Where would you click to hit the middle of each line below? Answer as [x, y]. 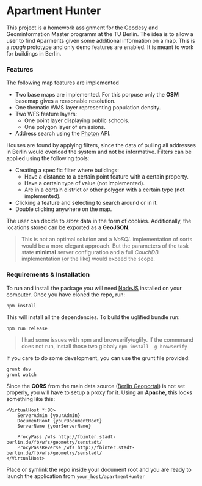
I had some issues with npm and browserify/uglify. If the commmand [107, 339]
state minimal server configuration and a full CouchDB [90, 252]
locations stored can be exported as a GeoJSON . [68, 227]
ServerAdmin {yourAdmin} [49, 415]
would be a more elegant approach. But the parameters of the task [105, 246]
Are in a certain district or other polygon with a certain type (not [104, 190]
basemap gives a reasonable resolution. [65, 101]
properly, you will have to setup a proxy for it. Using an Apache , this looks [99, 392]
